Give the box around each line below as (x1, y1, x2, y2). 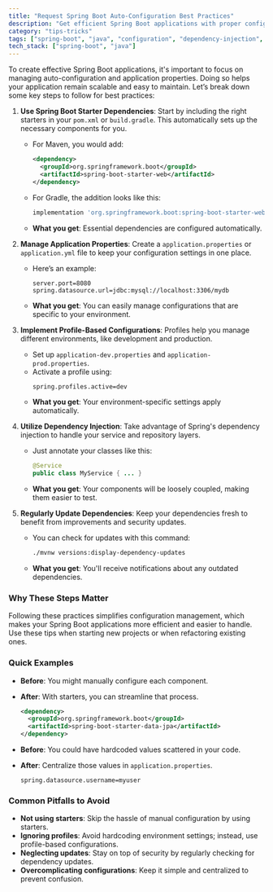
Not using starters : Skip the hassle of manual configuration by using (19, 814, 250, 824)
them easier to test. (32, 493, 97, 503)
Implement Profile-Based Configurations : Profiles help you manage (19, 325, 250, 335)
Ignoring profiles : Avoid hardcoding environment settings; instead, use (19, 831, 258, 841)
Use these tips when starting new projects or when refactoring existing (8, 628, 246, 638)
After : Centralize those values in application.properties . (19, 761, 213, 771)
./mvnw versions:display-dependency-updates (32, 549, 186, 557)
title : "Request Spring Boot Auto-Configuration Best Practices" (8, 11, 234, 20)
